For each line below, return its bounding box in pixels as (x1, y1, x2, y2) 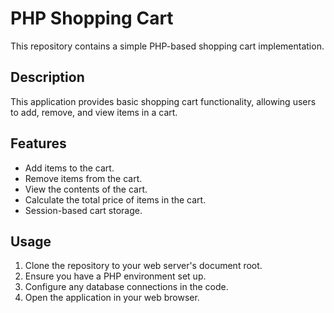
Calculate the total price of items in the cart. (24, 193, 207, 206)
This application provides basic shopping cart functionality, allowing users (10, 95, 317, 107)
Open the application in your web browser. (24, 292, 200, 304)
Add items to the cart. (24, 162, 115, 174)
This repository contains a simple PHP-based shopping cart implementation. (10, 40, 325, 52)
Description (10, 69, 85, 86)
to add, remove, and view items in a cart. (10, 106, 178, 118)
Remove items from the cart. (24, 172, 143, 184)
